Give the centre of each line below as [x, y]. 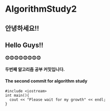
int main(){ [17, 96]
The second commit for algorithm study [46, 81]
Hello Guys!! [24, 45]
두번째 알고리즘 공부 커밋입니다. [35, 69]
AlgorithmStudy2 [41, 9]
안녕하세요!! [22, 28]
